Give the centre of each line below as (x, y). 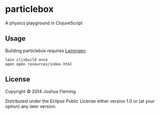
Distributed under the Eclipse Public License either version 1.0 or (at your (80, 101)
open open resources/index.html (39, 64)
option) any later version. (31, 106)
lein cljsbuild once (27, 60)
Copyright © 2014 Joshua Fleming (41, 91)
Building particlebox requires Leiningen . (46, 50)
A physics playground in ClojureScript (44, 23)
